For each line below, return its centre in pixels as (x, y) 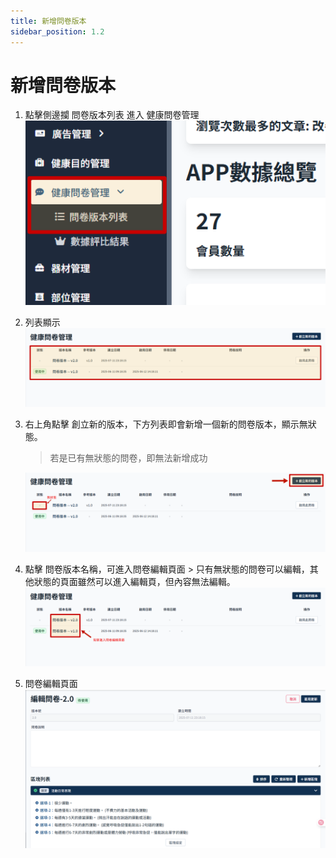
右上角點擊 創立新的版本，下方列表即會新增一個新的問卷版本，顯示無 (166, 424)
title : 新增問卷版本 (48, 21)
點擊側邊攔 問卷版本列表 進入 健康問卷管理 (112, 115)
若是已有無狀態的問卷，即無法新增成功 (128, 458)
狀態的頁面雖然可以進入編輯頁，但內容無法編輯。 (134, 581)
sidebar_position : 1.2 (57, 31)
